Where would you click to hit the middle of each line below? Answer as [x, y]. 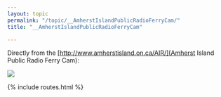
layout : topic [28, 14]
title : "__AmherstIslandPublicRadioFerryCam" [75, 27]
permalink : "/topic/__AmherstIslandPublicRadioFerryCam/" [94, 20]
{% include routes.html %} [46, 87]
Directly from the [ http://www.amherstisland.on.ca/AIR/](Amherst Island [111, 53]
